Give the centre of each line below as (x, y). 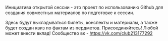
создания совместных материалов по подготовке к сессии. (70, 13)
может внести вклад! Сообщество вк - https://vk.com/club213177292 (79, 33)
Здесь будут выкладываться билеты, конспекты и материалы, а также (81, 23)
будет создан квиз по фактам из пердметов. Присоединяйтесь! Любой (82, 28)
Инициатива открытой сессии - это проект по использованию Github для (84, 7)
